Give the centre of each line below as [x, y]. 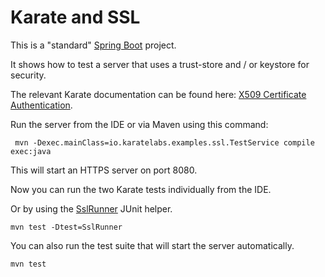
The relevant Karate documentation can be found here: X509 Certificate [158, 94]
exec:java [31, 151]
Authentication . [41, 105]
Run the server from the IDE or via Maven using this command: [139, 124]
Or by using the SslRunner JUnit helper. [91, 208]
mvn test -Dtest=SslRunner [66, 227]
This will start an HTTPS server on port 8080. [104, 170]
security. [28, 75]
